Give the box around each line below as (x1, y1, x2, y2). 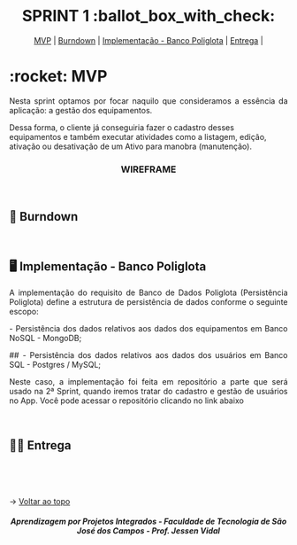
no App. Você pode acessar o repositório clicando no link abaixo (9, 395, 245, 406)
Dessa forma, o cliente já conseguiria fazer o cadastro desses (9, 121, 234, 133)
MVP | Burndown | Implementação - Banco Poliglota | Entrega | (34, 35, 263, 45)
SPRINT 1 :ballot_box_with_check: (21, 6, 276, 27)
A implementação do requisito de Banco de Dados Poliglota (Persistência (9, 287, 288, 298)
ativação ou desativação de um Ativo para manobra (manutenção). (9, 141, 252, 152)
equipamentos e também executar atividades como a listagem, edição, (9, 131, 267, 142)
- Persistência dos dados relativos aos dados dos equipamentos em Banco (9, 323, 288, 333)
